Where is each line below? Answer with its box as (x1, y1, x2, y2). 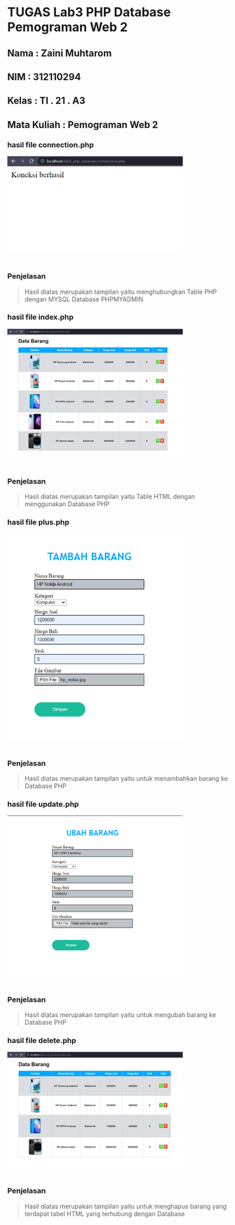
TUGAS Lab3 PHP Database (7, 4, 171, 20)
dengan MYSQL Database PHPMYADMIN (24, 294, 144, 303)
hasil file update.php (7, 799, 79, 809)
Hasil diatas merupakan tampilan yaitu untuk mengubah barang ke (24, 1011, 216, 1019)
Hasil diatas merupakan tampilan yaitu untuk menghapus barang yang (24, 1202, 227, 1210)
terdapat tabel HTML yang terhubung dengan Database (24, 1210, 185, 1218)
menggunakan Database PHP (24, 500, 110, 508)
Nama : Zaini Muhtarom (7, 47, 112, 59)
